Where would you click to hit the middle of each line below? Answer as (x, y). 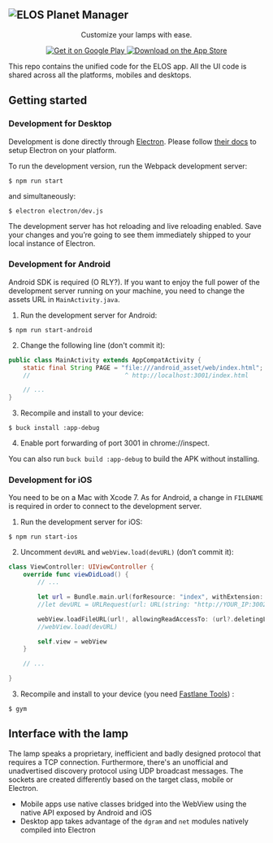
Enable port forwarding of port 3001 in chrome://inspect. (115, 443)
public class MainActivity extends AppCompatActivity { (105, 360)
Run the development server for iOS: (81, 522)
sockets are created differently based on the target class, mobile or (121, 779)
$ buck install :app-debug (54, 428)
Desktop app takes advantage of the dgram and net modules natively (134, 821)
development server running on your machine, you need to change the (127, 291)
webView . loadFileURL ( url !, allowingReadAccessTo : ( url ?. (136, 619)
